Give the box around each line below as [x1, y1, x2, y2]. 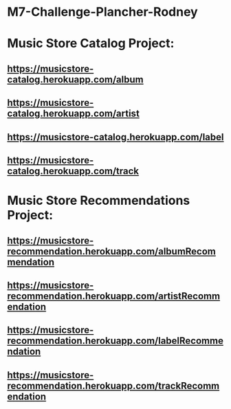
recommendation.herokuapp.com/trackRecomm [7, 379, 220, 392]
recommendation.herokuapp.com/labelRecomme [7, 335, 223, 347]
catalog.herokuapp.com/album [7, 74, 144, 85]
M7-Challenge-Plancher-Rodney [7, 4, 198, 20]
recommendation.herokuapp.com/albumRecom [7, 245, 217, 257]
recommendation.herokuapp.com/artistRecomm [7, 290, 221, 302]
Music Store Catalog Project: [7, 36, 175, 52]
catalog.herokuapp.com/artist [7, 108, 140, 120]
